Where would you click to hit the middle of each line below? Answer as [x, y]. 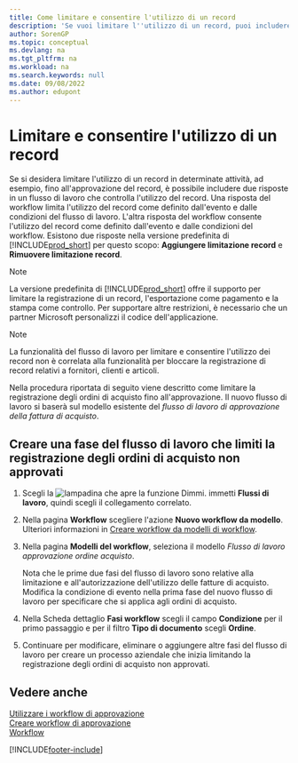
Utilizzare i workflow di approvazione [77, 714]
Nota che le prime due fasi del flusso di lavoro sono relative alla [138, 573]
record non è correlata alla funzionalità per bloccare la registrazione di [137, 362]
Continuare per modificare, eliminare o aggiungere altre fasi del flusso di [154, 646]
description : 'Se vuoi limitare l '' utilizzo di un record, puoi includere [150, 26]
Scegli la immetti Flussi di [145, 493]
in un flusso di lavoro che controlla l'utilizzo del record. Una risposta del [140, 198]
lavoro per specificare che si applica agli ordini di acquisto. [129, 601]
